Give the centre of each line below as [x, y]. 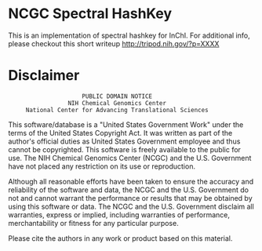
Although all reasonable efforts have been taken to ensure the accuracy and [131, 181]
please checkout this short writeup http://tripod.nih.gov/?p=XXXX [114, 43]
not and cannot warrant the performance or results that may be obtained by [130, 198]
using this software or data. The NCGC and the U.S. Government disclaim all [131, 206]
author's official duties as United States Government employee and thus [124, 141]
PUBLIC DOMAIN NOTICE [117, 96]
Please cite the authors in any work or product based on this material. [120, 238]
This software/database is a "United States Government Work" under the [126, 124]
